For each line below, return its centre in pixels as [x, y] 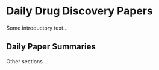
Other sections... [27, 61]
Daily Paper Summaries [51, 47]
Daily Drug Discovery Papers [80, 11]
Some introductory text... [37, 28]
